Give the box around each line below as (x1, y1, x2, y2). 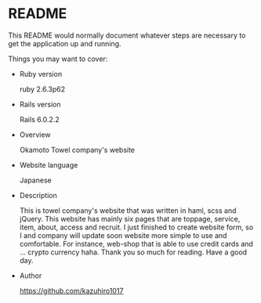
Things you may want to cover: (8, 54, 108, 63)
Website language (19, 160, 78, 169)
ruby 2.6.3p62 (19, 84, 65, 94)
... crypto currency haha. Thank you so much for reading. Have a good (19, 247, 248, 257)
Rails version (19, 99, 61, 109)
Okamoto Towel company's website (19, 145, 136, 154)
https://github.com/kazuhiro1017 (19, 286, 124, 295)
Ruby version (19, 69, 63, 78)
